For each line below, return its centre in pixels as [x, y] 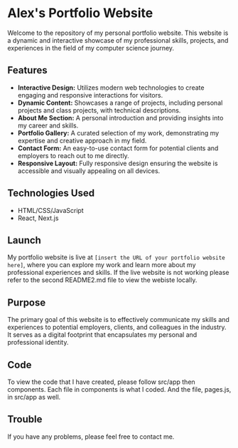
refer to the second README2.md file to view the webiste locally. [102, 280]
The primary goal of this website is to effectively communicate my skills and [118, 320]
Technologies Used [51, 193]
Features [27, 70]
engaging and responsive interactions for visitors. [90, 95]
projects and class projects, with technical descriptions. [99, 110]
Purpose [27, 302]
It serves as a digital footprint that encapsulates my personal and [102, 335]
